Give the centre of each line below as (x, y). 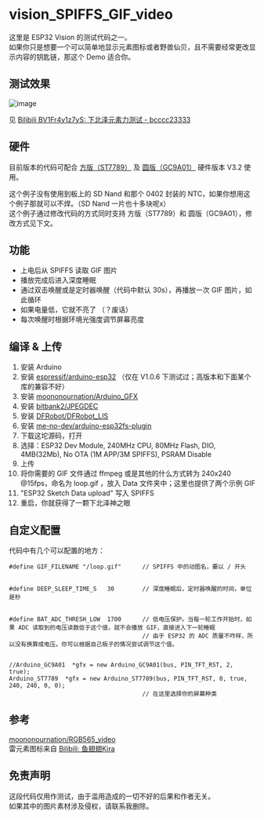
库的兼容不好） (44, 387)
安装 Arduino (41, 367)
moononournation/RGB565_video (62, 739)
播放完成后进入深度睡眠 (58, 280)
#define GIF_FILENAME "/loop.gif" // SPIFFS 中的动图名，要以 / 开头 (128, 567)
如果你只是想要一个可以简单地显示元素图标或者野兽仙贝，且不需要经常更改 (129, 47)
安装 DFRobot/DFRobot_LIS (64, 416)
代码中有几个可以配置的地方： (57, 550)
